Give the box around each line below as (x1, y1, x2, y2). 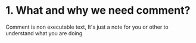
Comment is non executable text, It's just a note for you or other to (5, 23, 169, 30)
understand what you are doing (5, 29, 83, 36)
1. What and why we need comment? (5, 4, 191, 17)
